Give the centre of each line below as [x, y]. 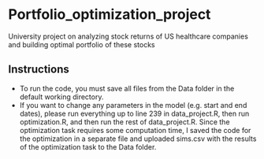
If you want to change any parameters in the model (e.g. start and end [133, 105]
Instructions [39, 70]
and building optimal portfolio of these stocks [82, 44]
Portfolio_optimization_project [110, 15]
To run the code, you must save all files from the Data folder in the [127, 88]
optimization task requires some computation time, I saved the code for [135, 130]
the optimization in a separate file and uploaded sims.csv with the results [138, 139]
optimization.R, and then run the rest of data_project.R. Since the [125, 122]
